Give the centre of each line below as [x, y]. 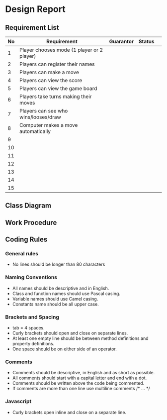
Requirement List [32, 28]
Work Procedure [31, 222]
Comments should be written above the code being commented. [78, 383]
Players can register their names [57, 64]
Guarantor [122, 42]
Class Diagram [28, 206]
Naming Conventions [31, 277]
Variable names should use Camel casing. [55, 299]
